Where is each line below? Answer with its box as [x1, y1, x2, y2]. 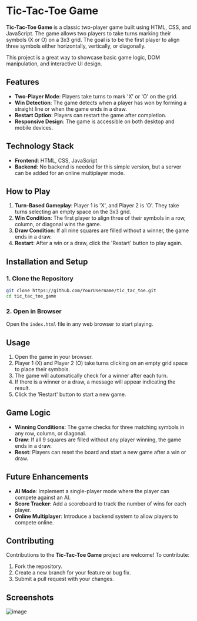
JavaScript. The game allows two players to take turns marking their [6, 29, 172, 37]
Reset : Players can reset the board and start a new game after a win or [14, 448, 186, 455]
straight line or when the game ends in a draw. [14, 105, 128, 113]
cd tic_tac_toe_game [6, 293, 57, 299]
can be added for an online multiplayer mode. [14, 169, 125, 176]
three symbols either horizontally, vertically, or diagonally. [6, 42, 146, 49]
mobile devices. [14, 124, 54, 131]
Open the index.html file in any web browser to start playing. [6, 321, 153, 328]
